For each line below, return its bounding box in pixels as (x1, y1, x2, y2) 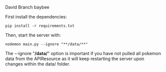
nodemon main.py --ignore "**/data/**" (5, 42, 88, 47)
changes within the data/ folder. (5, 61, 71, 67)
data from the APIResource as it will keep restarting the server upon (5, 56, 145, 62)
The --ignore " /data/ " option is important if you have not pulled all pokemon (5, 51, 161, 56)
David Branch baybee (5, 4, 50, 10)
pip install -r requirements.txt (5, 23, 75, 28)
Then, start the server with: (5, 32, 61, 38)
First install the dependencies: (5, 14, 67, 19)
